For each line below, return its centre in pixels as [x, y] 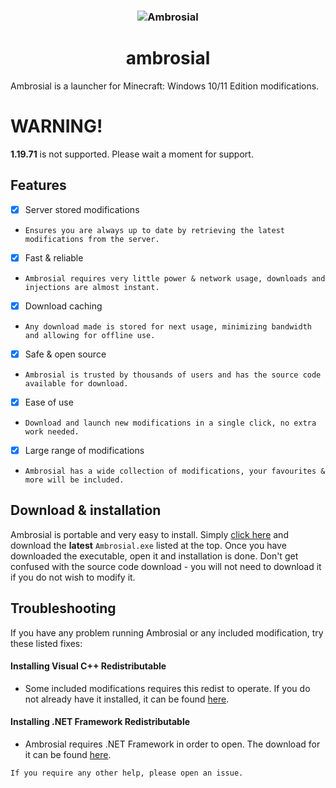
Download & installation [86, 510]
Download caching [63, 306]
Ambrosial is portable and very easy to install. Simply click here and [149, 534]
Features [38, 185]
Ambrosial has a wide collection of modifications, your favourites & [175, 471]
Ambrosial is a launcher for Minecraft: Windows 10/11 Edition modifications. [165, 86]
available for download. [76, 383]
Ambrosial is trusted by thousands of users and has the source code [173, 375]
